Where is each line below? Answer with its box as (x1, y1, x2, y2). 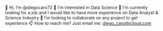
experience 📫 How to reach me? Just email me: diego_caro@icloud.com (5, 20, 151, 26)
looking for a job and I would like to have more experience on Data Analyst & (5, 10, 159, 15)
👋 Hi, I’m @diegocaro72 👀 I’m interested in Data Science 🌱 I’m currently (5, 5, 148, 10)
